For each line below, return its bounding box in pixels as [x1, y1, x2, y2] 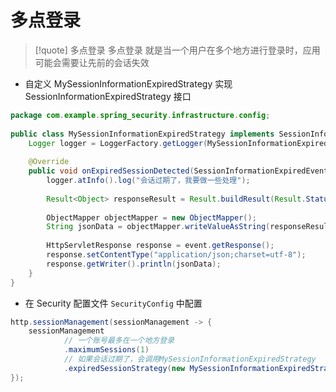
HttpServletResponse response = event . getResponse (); [46, 241, 275, 251]
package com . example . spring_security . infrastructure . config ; [10, 110, 271, 120]
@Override [28, 157, 70, 167]
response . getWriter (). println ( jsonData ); [46, 259, 222, 269]
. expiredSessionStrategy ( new [63, 363, 186, 373]
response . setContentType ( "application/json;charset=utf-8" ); [46, 250, 307, 260]
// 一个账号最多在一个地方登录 [63, 336, 175, 346]
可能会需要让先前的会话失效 [34, 56, 150, 68]
